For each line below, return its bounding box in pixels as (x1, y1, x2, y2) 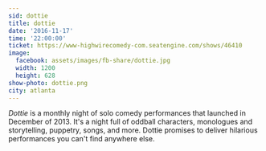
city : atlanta (8, 86, 56, 95)
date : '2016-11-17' (8, 27, 74, 35)
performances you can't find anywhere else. (8, 134, 155, 144)
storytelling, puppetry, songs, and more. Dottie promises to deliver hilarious (8, 125, 259, 135)
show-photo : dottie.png (8, 79, 88, 87)
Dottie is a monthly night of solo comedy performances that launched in (8, 108, 247, 118)
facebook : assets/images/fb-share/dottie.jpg (15, 57, 171, 65)
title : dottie (8, 19, 56, 27)
